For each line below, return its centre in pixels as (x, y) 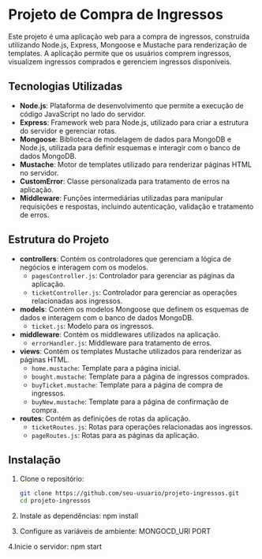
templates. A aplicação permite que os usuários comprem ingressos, (120, 53)
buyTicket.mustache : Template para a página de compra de (127, 384)
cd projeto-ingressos (55, 501)
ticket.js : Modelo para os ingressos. (92, 326)
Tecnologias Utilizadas (65, 87)
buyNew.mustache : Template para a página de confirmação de (130, 402)
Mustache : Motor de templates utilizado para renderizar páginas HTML (136, 164)
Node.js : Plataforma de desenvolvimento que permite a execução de (131, 105)
